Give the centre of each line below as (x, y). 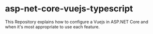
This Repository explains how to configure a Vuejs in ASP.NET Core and (77, 22)
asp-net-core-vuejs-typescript (69, 9)
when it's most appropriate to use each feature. (53, 26)
